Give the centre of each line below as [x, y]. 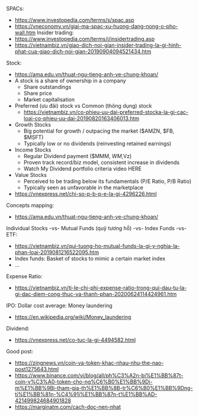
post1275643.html [37, 369]
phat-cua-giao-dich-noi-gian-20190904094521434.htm [83, 51]
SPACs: [15, 9]
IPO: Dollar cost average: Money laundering [59, 305]
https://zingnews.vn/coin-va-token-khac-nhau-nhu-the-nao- [89, 363]
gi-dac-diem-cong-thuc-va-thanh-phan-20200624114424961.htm [96, 294]
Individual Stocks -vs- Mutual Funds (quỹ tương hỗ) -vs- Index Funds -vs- [96, 228]
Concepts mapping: [30, 205]
